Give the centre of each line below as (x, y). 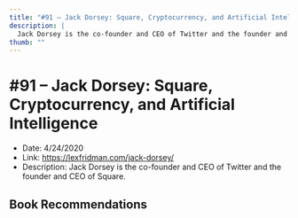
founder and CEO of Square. (74, 176)
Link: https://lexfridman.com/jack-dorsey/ (98, 158)
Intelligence (54, 124)
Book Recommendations (78, 204)
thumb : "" (27, 42)
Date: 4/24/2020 (53, 148)
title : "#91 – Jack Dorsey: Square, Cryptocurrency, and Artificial (138, 17)
